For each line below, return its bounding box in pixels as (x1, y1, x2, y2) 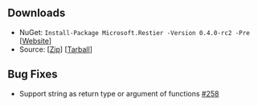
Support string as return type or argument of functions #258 (18, 88, 219, 98)
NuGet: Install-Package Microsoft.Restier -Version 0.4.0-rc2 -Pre (18, 27, 250, 37)
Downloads (7, 6, 66, 20)
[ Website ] (18, 36, 52, 45)
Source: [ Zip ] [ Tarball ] (18, 44, 93, 54)
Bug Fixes (7, 68, 58, 81)
